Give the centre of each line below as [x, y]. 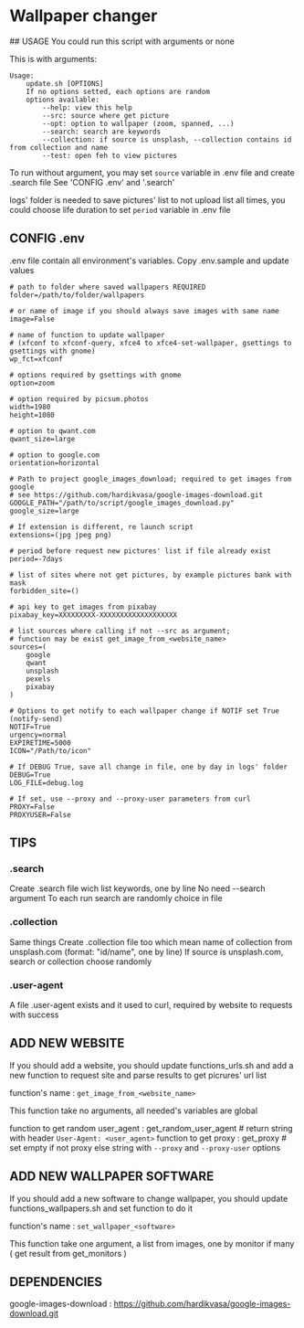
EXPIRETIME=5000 [40, 743]
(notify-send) [37, 718]
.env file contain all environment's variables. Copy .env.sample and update [149, 260]
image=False [32, 319]
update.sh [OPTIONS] [65, 83]
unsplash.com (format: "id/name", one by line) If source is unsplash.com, [147, 951]
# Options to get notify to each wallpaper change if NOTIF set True [145, 711]
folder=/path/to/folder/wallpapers [77, 295]
